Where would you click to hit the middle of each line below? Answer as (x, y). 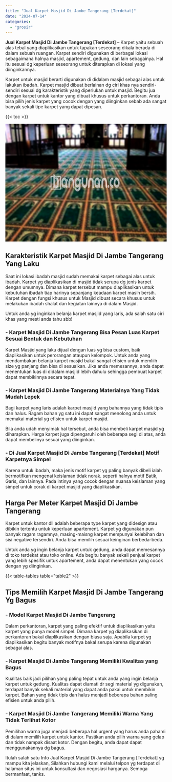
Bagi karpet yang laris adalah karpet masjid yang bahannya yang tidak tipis (84, 408)
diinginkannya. (21, 70)
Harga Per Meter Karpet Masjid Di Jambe (72, 503)
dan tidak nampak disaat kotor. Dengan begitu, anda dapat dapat (74, 742)
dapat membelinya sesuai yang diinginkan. (50, 440)
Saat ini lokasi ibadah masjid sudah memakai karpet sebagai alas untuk (80, 276)
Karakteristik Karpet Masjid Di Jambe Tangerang (84, 256)
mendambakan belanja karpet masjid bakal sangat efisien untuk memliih (81, 360)
